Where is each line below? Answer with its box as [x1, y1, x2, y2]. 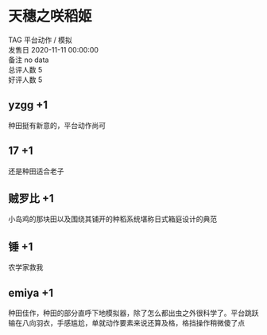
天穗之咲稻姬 [8, 7, 93, 25]
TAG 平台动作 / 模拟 [8, 35, 73, 45]
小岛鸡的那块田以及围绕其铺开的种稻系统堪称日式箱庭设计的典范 [8, 214, 217, 224]
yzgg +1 [8, 99, 48, 112]
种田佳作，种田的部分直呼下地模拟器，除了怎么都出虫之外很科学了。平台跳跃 [8, 308, 259, 317]
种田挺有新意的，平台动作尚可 [8, 120, 106, 130]
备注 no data [8, 55, 49, 64]
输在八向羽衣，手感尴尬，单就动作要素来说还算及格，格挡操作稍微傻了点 [8, 318, 245, 327]
